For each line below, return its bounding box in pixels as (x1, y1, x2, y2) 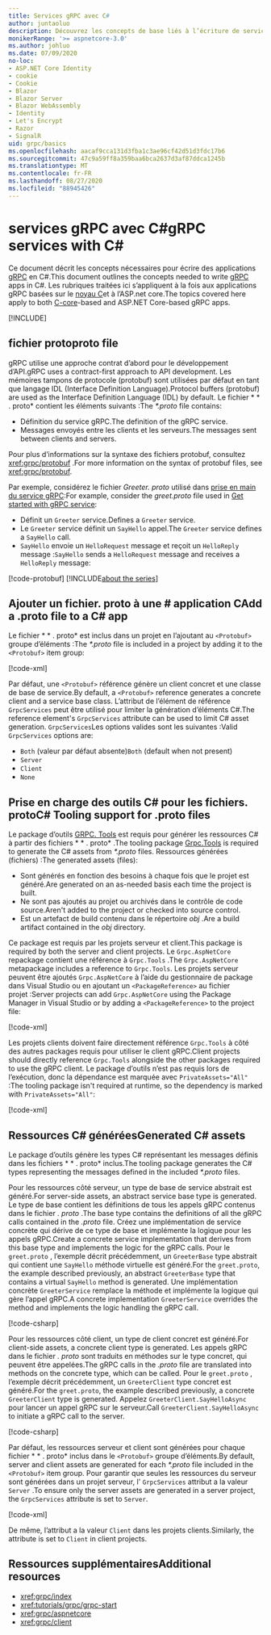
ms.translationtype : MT (8, 162, 89, 170)
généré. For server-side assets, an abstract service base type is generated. (8, 1191, 256, 1201)
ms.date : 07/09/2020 (8, 49, 78, 57)
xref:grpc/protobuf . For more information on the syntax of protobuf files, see (8, 458, 263, 467)
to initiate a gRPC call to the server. (8, 1411, 125, 1421)
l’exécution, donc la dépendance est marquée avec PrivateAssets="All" (8, 1072, 248, 1082)
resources (8, 1570, 60, 1583)
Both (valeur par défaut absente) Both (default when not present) (19, 746, 233, 756)
